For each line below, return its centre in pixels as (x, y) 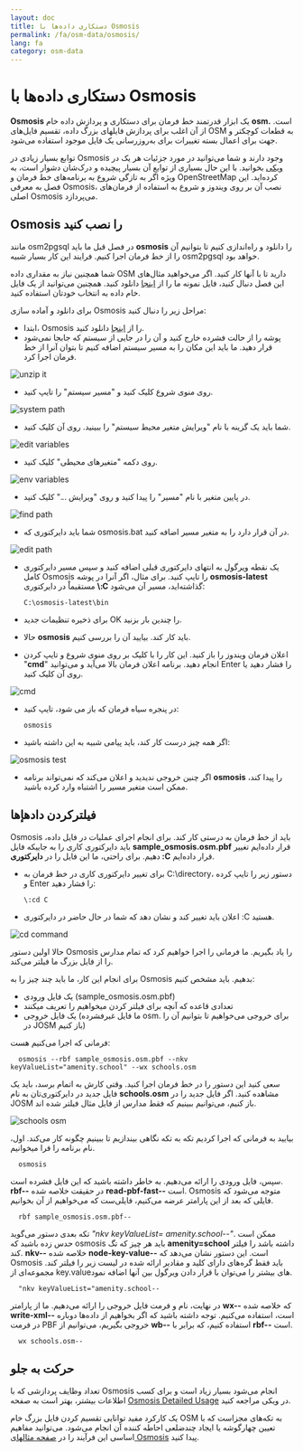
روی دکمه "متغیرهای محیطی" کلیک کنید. (91, 461)
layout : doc (32, 18)
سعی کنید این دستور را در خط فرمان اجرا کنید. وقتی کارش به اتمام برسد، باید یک (145, 1084)
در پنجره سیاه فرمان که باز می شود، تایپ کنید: (101, 708)
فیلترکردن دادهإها (54, 815)
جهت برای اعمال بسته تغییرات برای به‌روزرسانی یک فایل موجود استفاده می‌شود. (144, 140)
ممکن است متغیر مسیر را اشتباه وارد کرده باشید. (106, 787)
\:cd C (36, 900)
